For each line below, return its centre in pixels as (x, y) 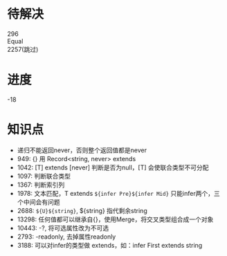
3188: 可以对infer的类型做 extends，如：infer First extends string (110, 245)
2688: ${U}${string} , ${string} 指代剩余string (82, 210)
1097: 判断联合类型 (44, 176)
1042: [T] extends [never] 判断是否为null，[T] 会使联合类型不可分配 (113, 167)
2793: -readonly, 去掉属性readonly (66, 237)
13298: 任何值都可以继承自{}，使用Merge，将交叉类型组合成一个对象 (115, 219)
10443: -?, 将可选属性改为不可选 (63, 228)
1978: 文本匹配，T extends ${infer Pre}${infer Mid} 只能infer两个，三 (118, 193)
